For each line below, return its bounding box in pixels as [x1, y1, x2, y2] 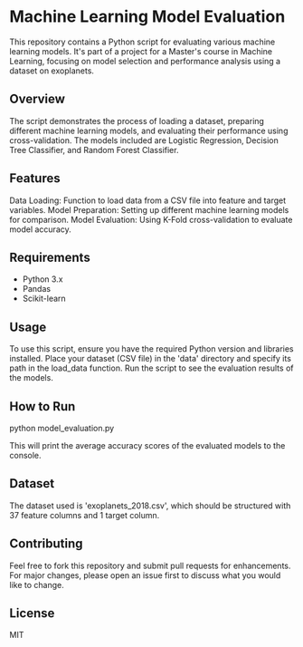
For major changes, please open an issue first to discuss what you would [9, 569, 281, 581]
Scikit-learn [22, 293, 66, 304]
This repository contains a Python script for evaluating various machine [9, 36, 276, 47]
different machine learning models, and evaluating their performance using [9, 125, 289, 136]
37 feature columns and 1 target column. [9, 509, 160, 520]
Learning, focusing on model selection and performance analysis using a [9, 55, 281, 66]
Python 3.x [22, 274, 63, 285]
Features [9, 170, 61, 187]
